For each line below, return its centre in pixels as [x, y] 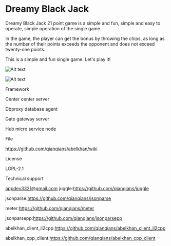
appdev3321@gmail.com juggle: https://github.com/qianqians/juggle [77, 188]
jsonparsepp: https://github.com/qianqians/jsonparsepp [64, 218]
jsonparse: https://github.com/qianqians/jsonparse [58, 198]
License [14, 158]
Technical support [24, 178]
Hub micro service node [31, 129]
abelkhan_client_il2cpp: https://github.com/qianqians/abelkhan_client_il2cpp [85, 228]
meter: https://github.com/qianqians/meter [50, 208]
